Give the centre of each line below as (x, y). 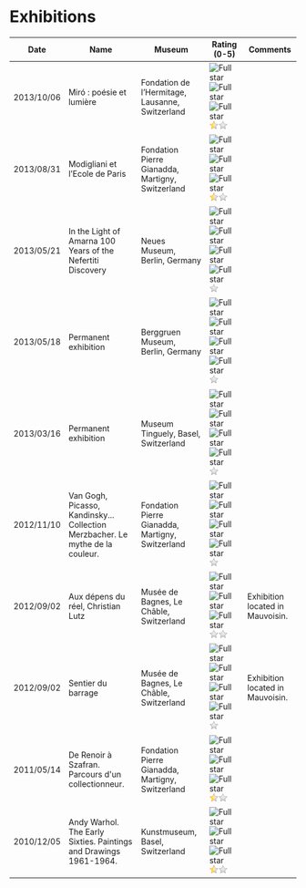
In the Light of (94, 232)
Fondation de (165, 83)
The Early (86, 831)
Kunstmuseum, (169, 831)
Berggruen (161, 332)
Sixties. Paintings (100, 842)
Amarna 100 (92, 241)
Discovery (87, 270)
